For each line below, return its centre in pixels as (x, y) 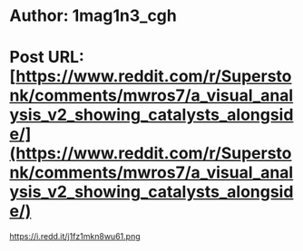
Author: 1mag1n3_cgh (93, 16)
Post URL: (47, 58)
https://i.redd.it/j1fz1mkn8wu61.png (75, 237)
